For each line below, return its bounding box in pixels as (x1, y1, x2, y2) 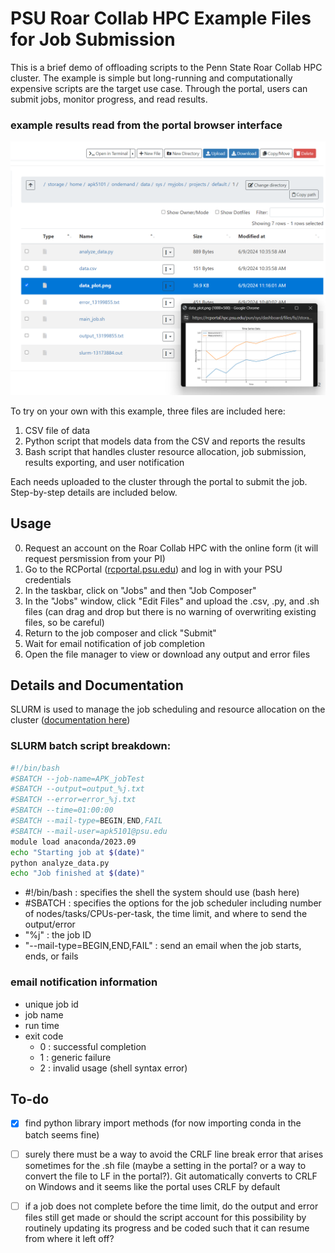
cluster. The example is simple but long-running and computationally (10, 72, 293, 84)
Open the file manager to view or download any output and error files (24, 648, 311, 660)
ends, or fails (24, 950, 79, 962)
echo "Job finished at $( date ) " (10, 868, 145, 879)
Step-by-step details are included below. (10, 486, 178, 498)
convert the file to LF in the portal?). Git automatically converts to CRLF (24, 1170, 318, 1182)
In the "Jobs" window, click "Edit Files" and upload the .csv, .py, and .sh (24, 595, 320, 607)
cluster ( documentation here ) (10, 714, 131, 726)
